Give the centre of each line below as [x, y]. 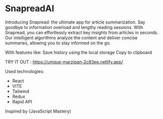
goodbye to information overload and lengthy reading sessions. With [74, 27]
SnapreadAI [30, 9]
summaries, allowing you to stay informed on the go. [58, 43]
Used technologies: [25, 71]
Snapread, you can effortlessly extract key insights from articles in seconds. [82, 32]
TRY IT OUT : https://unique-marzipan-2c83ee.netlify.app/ [64, 62]
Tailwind [21, 91]
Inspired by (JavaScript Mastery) [38, 111]
